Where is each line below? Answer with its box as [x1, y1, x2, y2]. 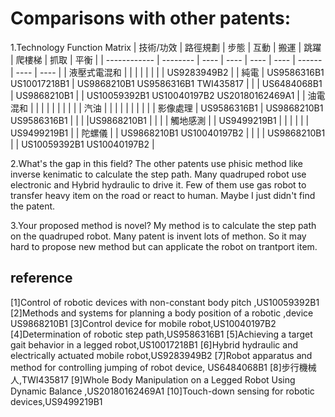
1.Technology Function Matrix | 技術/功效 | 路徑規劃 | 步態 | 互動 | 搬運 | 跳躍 [10, 41, 322, 53]
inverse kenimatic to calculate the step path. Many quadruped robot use [10, 168, 307, 180]
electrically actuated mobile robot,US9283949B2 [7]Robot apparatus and [10, 349, 313, 361]
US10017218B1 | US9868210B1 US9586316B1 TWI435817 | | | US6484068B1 [10, 77, 323, 89]
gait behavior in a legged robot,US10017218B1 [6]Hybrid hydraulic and [10, 338, 299, 351]
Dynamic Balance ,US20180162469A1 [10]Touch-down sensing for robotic [10, 385, 315, 397]
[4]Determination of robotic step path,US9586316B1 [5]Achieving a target [10, 328, 313, 340]
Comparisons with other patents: [10, 7, 292, 30]
